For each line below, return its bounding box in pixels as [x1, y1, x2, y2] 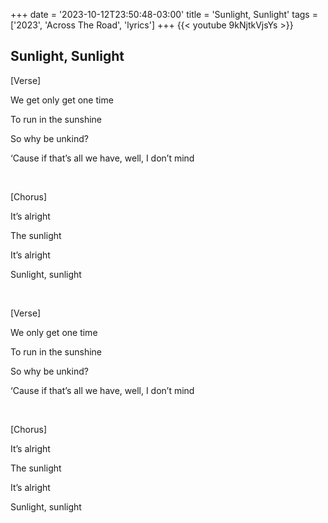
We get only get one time [10, 94, 114, 106]
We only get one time [10, 326, 98, 338]
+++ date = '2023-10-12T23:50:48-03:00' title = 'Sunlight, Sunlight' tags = [10, 9, 318, 20]
